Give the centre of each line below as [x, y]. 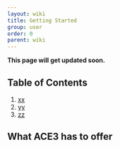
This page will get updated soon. [56, 60]
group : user [25, 27]
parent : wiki [26, 40]
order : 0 [20, 34]
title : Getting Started [42, 20]
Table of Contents [48, 82]
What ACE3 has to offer [60, 137]
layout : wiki [26, 14]
